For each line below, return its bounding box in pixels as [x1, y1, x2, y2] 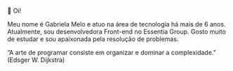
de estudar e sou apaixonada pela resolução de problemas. [7, 35, 179, 43]
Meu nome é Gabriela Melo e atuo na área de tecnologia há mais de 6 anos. [7, 20, 226, 28]
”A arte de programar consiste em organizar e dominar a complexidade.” [7, 49, 216, 56]
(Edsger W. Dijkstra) [7, 56, 65, 64]
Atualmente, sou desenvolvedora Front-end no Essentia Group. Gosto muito [7, 28, 227, 35]
